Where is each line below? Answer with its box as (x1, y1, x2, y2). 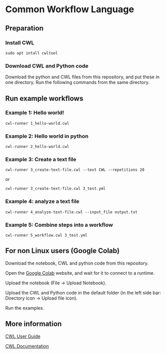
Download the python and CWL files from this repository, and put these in (5, 74, 160, 80)
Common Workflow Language (5, 4, 134, 15)
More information (5, 319, 62, 329)
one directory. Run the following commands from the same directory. (5, 79, 150, 85)
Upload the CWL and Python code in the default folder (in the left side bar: (5, 289, 161, 296)
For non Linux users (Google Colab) (5, 247, 120, 255)
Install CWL (5, 39, 35, 46)
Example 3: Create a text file (5, 156, 76, 163)
